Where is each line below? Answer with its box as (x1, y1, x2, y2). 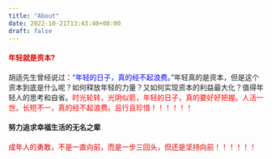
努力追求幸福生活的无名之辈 (8, 123, 101, 132)
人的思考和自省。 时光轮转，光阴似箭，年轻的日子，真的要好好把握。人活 (15, 92, 257, 102)
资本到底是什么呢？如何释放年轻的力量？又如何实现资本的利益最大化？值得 (8, 82, 257, 92)
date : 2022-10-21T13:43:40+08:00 (8, 19, 121, 27)
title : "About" (8, 11, 60, 20)
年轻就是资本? (8, 52, 55, 62)
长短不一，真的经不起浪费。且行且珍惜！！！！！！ (22, 103, 193, 112)
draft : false (8, 27, 53, 35)
